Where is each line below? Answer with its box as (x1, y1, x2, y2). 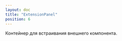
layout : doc (5, 7, 30, 12)
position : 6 (5, 16, 30, 21)
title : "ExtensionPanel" (5, 12, 58, 17)
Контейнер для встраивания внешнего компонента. (5, 30, 117, 36)
